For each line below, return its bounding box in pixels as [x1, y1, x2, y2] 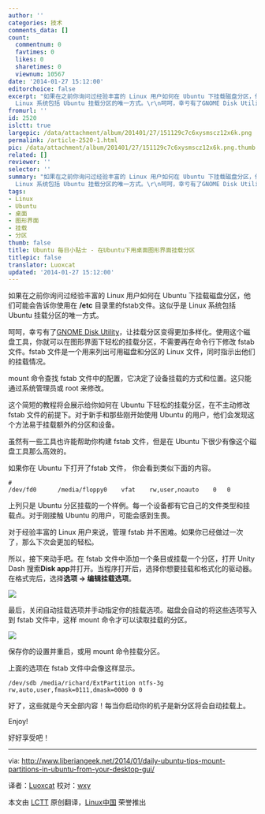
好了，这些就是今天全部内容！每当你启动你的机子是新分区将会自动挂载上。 [8, 701, 250, 711]
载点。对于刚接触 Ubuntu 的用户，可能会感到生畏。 [8, 510, 175, 521]
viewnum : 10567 [15, 70, 65, 78]
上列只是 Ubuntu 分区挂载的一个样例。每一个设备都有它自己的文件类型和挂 [8, 501, 251, 510]
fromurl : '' [8, 107, 47, 115]
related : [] [8, 151, 47, 159]
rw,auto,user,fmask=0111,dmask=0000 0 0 [8, 686, 144, 694]
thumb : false [8, 239, 51, 247]
